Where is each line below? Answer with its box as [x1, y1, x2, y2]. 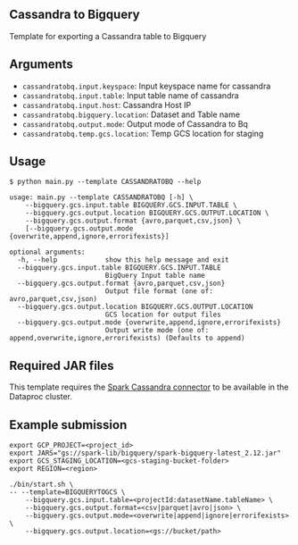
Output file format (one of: [104, 287, 214, 296]
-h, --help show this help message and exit [17, 256, 229, 264]
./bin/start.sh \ [9, 480, 74, 490]
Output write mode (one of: [104, 326, 210, 335]
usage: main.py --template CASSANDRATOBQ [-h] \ [9, 193, 194, 202]
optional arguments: [9, 247, 87, 257]
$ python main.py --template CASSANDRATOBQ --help [9, 178, 202, 187]
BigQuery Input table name [104, 272, 205, 281]
